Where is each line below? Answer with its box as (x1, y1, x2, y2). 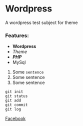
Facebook (5, 115, 26, 121)
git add (5, 98, 21, 103)
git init (5, 89, 23, 94)
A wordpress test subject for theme (5, 19, 78, 25)
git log (5, 107, 21, 112)
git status (5, 93, 28, 99)
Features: (5, 32, 29, 39)
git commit (5, 102, 28, 107)
